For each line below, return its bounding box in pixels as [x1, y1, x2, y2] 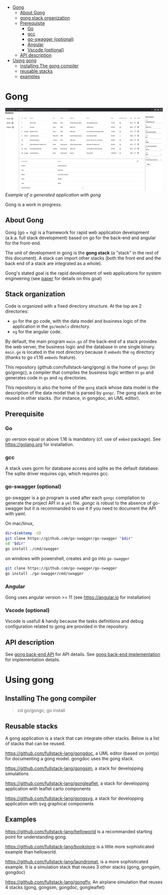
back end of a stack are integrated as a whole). [5, 260, 102, 266]
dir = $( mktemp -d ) [5, 531, 41, 536]
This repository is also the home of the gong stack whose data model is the [5, 384, 159, 390]
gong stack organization [19, 15, 70, 21]
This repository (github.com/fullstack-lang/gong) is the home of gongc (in [5, 364, 155, 370]
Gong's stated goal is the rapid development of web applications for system [5, 270, 161, 276]
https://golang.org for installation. [5, 441, 74, 448]
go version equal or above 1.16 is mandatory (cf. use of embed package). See [5, 436, 161, 442]
